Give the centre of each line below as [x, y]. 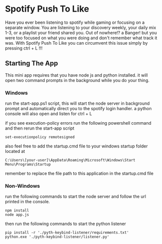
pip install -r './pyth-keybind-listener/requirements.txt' [67, 233]
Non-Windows [23, 186]
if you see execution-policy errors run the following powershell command [78, 123]
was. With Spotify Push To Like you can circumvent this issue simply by [76, 43]
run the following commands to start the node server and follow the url [76, 196]
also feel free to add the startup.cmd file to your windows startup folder [76, 146]
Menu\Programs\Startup [28, 164]
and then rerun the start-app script [40, 128]
